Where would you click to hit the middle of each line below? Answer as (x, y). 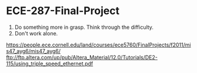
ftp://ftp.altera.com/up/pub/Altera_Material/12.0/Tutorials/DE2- (82, 57)
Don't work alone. (36, 33)
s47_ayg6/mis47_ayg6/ (33, 51)
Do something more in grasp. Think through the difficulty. (84, 27)
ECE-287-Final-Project (63, 11)
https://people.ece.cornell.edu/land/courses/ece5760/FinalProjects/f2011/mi (98, 45)
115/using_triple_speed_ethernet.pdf (50, 64)
